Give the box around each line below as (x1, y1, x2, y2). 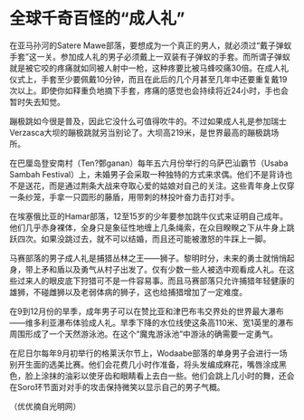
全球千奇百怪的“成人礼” (9, 8, 185, 29)
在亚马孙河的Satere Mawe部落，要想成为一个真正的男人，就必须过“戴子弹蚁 (9, 40, 292, 51)
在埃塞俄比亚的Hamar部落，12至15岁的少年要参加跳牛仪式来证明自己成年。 (9, 210, 288, 222)
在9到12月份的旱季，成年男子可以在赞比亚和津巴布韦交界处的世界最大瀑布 (9, 305, 284, 317)
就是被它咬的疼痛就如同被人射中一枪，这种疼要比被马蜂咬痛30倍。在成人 (9, 62, 281, 73)
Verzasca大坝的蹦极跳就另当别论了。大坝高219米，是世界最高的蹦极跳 (9, 127, 271, 138)
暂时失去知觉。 (9, 96, 65, 107)
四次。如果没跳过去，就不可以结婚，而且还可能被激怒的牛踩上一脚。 (16, 233, 271, 244)
